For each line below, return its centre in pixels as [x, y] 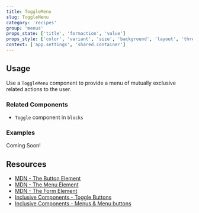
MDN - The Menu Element [46, 185]
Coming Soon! [24, 146]
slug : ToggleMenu [28, 17]
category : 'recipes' [32, 22]
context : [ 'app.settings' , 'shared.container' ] [66, 45]
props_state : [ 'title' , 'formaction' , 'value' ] [66, 34]
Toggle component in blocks [49, 117]
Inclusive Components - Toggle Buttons [63, 197]
